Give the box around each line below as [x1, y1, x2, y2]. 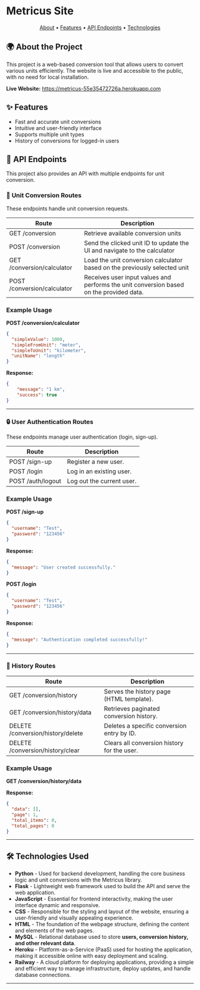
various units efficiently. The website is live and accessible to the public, [6, 67, 183, 74]
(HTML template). [104, 694, 154, 703]
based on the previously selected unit [84, 263, 189, 272]
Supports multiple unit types [14, 131, 85, 138]
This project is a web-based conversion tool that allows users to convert [6, 61, 183, 68]
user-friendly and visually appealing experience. [14, 914, 134, 921]
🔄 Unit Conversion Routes [6, 191, 82, 200]
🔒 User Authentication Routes [6, 417, 93, 426]
